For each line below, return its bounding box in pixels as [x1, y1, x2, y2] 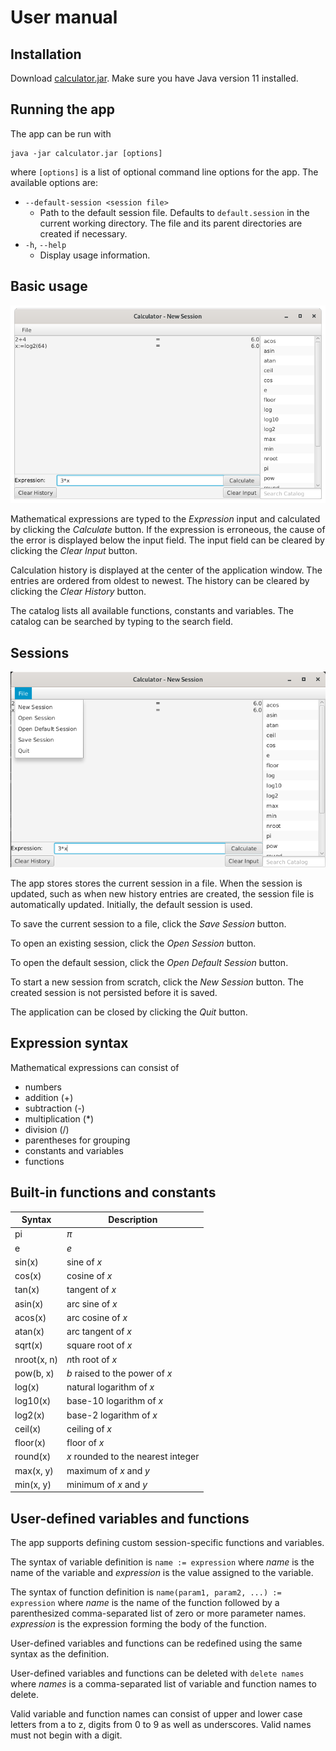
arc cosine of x [66, 1311, 128, 1323]
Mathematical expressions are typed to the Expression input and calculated [10, 513, 321, 525]
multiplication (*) [24, 1112, 95, 1125]
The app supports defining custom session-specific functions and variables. [10, 1537, 325, 1549]
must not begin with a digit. [10, 1729, 123, 1741]
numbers [24, 1081, 63, 1093]
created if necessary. [39, 227, 128, 240]
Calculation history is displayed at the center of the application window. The [10, 564, 323, 576]
